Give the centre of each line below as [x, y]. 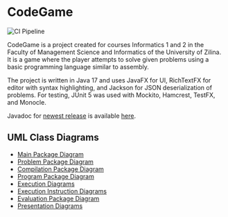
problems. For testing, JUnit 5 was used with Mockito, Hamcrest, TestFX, [111, 95]
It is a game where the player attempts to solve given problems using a [108, 59]
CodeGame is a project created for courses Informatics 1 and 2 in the [106, 44]
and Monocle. [27, 102]
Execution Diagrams [46, 184]
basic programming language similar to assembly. [78, 67]
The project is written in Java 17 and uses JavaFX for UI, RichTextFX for [109, 80]
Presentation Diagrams [50, 206]
